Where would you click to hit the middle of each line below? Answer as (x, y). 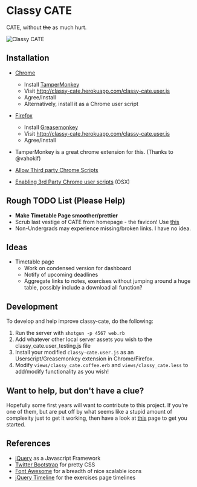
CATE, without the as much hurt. (47, 27)
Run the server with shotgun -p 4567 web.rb (70, 333)
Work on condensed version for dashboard (77, 268)
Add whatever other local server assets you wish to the (84, 339)
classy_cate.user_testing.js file (53, 346)
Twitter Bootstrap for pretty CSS (55, 465)
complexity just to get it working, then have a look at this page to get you (97, 418)
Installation (28, 58)
